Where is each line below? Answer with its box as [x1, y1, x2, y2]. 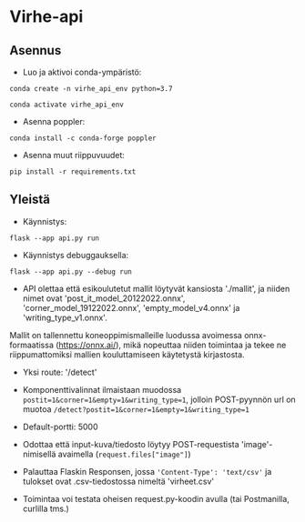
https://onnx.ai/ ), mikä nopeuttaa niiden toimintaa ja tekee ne [58, 339, 287, 350]
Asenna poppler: [22, 116, 86, 126]
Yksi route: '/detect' [22, 366, 97, 377]
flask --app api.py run [9, 234, 100, 243]
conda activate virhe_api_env [9, 100, 125, 109]
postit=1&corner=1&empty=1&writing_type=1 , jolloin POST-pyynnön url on [22, 394, 296, 405]
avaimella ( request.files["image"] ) [57, 448, 191, 459]
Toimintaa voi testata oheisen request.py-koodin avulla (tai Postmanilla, [22, 493, 290, 504]
